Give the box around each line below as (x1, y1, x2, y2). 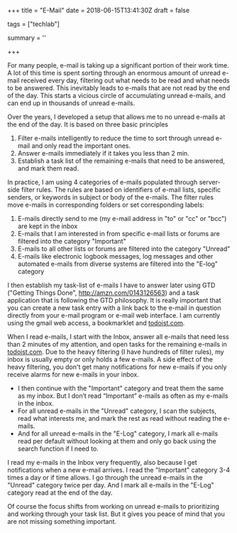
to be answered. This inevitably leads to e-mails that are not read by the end (7, 84, 231, 92)
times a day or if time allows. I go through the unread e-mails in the (7, 473, 204, 482)
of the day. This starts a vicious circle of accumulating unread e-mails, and (7, 92, 226, 99)
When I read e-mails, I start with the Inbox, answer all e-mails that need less (7, 333, 229, 340)
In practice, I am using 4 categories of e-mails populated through (7, 178, 198, 186)
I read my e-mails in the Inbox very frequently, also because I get (7, 458, 197, 466)
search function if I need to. (17, 444, 99, 453)
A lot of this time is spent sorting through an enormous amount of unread (7, 69, 221, 77)
